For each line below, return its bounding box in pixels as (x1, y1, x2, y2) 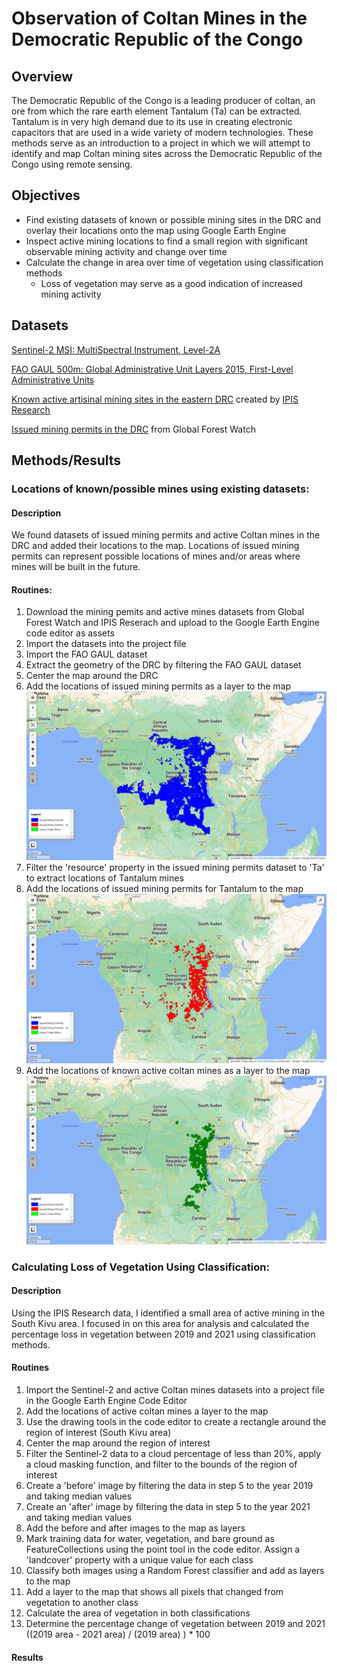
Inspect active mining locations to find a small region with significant (25, 235, 308, 247)
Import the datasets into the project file (25, 638, 187, 650)
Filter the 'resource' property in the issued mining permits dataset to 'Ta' (25, 862, 325, 874)
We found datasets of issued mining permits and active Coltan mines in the (11, 529, 321, 541)
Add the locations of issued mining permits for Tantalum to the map (25, 883, 304, 895)
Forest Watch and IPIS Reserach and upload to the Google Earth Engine (25, 617, 320, 629)
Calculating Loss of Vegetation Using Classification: (11, 1260, 270, 1274)
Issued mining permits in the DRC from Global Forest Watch (11, 423, 256, 435)
